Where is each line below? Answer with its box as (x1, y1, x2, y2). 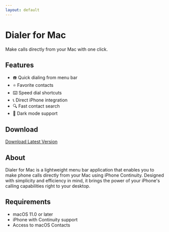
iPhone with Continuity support (12, 216, 78, 222)
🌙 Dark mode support (12, 110, 58, 117)
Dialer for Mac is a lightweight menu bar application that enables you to (5, 167, 155, 173)
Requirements (5, 197, 51, 206)
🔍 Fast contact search (12, 103, 60, 109)
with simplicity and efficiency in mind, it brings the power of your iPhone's (5, 178, 160, 183)
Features (5, 60, 34, 69)
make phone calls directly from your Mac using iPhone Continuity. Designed (5, 172, 164, 178)
